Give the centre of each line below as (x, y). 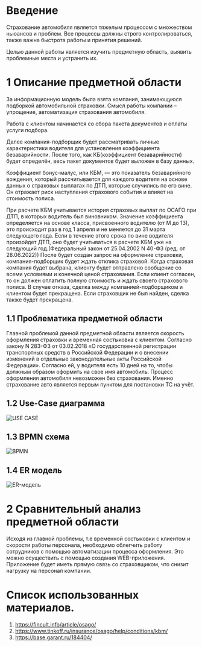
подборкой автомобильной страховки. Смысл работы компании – (91, 106)
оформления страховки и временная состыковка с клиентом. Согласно (99, 339)
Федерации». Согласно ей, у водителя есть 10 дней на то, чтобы (90, 365)
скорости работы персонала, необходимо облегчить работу (84, 545)
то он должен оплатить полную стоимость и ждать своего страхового (97, 280)
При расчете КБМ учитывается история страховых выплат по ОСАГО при (101, 210)
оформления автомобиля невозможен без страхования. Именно (90, 378)
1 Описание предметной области (94, 83)
